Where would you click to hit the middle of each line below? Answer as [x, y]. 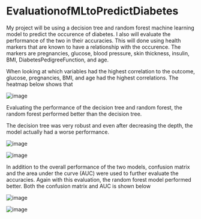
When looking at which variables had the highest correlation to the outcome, [100, 71]
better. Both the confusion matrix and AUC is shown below [79, 186]
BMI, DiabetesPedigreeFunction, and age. [58, 60]
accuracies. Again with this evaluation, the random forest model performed [99, 179]
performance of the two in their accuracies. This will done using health [94, 40]
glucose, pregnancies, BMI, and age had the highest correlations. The [92, 78]
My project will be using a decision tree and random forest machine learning [100, 28]
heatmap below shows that [40, 84]
